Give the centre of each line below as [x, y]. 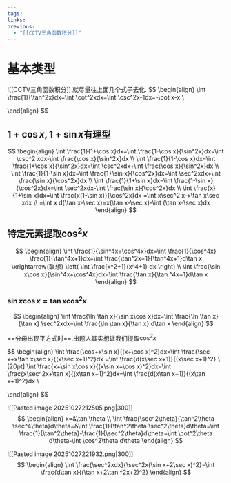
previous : [21, 26]
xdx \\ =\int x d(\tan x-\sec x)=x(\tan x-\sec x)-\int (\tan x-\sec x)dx [116, 202]
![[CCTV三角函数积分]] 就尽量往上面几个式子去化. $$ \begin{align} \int [107, 90]
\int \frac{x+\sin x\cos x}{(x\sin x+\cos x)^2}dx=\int [99, 366]
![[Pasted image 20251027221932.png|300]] [70, 454]
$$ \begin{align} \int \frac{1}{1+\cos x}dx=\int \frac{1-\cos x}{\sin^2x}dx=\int [116, 151]
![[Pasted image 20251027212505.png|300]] [70, 408]
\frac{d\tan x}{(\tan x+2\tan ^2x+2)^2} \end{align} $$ [116, 472]
